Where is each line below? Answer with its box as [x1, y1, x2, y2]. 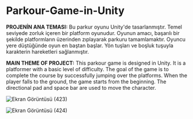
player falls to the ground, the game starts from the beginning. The [6, 78, 167, 85]
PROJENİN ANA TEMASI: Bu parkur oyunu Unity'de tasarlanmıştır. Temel [6, 23, 182, 30]
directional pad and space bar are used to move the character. [6, 84, 156, 91]
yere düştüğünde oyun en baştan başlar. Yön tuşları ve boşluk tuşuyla [6, 42, 174, 49]
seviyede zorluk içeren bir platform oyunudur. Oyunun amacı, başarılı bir [6, 29, 180, 36]
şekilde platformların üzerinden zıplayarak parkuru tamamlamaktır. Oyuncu [6, 36, 186, 43]
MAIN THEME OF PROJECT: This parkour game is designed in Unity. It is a [6, 60, 186, 66]
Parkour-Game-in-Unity [6, 4, 125, 17]
